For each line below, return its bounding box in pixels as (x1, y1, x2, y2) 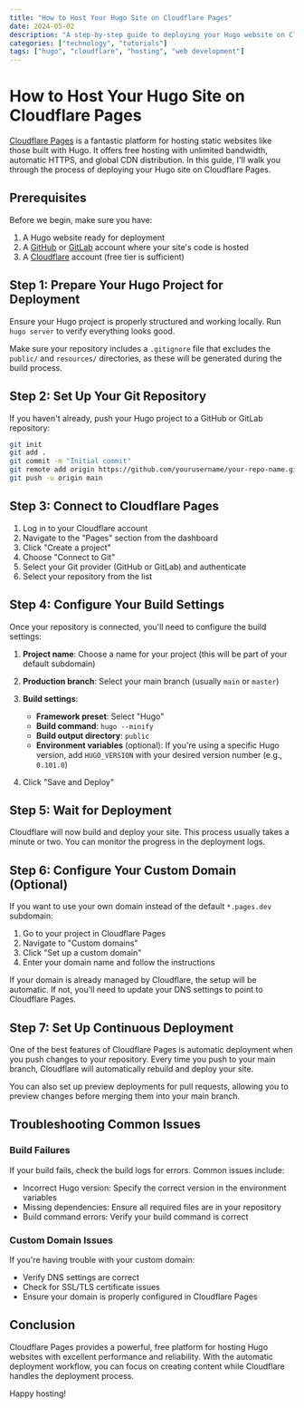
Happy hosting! (9, 1388, 66, 1399)
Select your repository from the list (22, 570, 153, 581)
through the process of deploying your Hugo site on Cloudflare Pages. (9, 164, 271, 175)
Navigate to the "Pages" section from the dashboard (22, 532, 219, 543)
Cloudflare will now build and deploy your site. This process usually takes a (9, 827, 290, 838)
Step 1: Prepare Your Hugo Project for (9, 277, 223, 293)
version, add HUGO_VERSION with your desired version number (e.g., (35, 749, 283, 760)
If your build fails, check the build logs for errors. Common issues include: (9, 1164, 285, 1175)
